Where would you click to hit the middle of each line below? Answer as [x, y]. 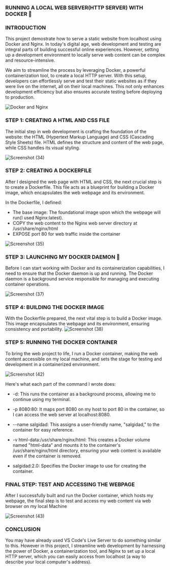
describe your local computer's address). [48, 562]
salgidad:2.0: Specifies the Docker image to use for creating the [79, 466]
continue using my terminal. [42, 399]
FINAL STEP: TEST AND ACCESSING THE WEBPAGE [70, 484]
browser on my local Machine [36, 506]
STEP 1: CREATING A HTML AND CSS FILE [58, 120]
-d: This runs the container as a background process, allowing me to [84, 394]
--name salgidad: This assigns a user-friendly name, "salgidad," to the [86, 424]
